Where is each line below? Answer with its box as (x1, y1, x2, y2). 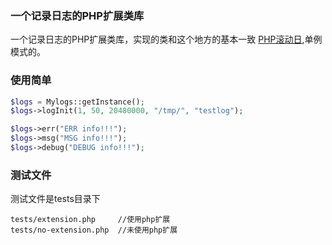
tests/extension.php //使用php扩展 (10, 215, 171, 225)
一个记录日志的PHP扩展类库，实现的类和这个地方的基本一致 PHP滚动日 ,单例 (10, 33, 323, 46)
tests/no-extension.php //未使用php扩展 (10, 225, 178, 236)
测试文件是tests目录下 (10, 193, 101, 205)
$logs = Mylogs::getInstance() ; (10, 97, 145, 107)
